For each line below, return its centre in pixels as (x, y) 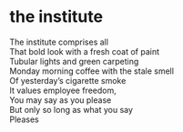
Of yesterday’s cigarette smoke (68, 80)
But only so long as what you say (71, 109)
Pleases (24, 119)
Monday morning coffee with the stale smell (92, 71)
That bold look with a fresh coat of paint (85, 51)
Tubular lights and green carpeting (74, 61)
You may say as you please (61, 100)
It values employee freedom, (63, 90)
